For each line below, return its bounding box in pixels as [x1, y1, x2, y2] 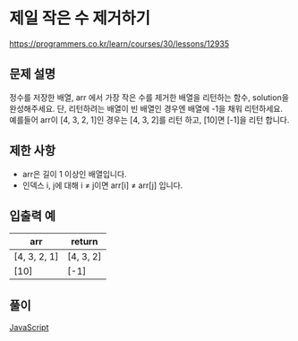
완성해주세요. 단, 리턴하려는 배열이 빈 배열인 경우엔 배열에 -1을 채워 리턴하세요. [9, 103, 284, 114]
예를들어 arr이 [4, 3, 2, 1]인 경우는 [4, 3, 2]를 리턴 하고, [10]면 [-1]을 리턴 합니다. [9, 114, 290, 125]
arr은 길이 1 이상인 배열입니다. [21, 168, 127, 179]
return [71, 235, 98, 248]
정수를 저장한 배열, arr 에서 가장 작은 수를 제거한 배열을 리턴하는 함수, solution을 [9, 91, 289, 103]
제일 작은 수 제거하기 [9, 8, 150, 29]
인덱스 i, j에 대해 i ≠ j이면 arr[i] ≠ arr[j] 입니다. [21, 180, 183, 191]
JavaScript [9, 322, 49, 333]
